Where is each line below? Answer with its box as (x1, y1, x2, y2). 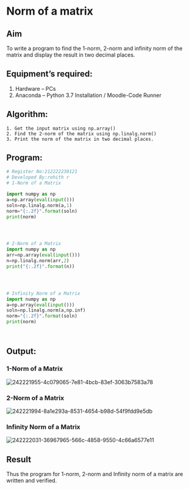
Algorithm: (6, 109, 48, 120)
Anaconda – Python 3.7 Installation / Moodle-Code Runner (15, 91, 162, 99)
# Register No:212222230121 (6, 169, 78, 175)
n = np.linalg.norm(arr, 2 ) (6, 258, 70, 264)
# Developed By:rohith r (6, 174, 70, 180)
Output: (6, 346, 37, 357)
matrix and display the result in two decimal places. (6, 51, 135, 59)
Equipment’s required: (6, 69, 93, 79)
